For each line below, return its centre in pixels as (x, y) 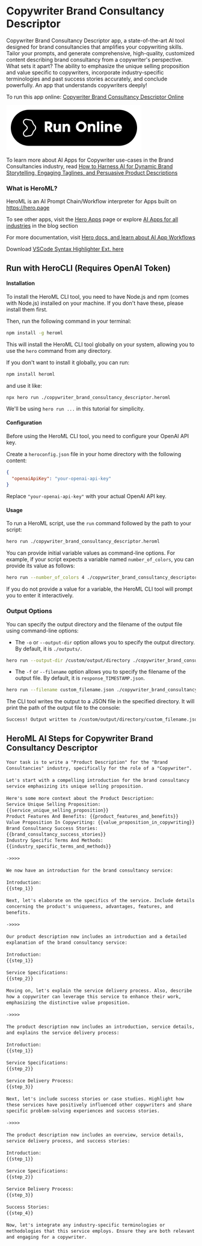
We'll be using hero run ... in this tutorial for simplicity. (75, 409)
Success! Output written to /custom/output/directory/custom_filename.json (103, 719)
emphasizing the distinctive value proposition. (68, 1003)
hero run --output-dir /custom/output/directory (68, 660)
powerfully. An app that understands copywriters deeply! (77, 85)
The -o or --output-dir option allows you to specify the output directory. (105, 642)
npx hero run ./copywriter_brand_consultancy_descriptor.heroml (88, 397)
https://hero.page (28, 208)
